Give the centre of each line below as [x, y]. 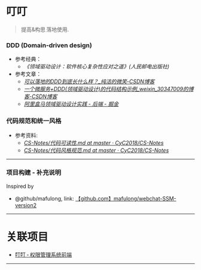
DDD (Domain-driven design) [49, 45]
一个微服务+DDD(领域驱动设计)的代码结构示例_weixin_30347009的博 [109, 89]
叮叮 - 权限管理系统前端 [43, 254]
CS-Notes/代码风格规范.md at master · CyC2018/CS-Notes [96, 150]
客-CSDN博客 [40, 96]
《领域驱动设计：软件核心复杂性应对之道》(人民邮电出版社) [96, 66]
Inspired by [20, 186]
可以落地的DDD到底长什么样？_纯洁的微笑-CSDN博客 [89, 81]
